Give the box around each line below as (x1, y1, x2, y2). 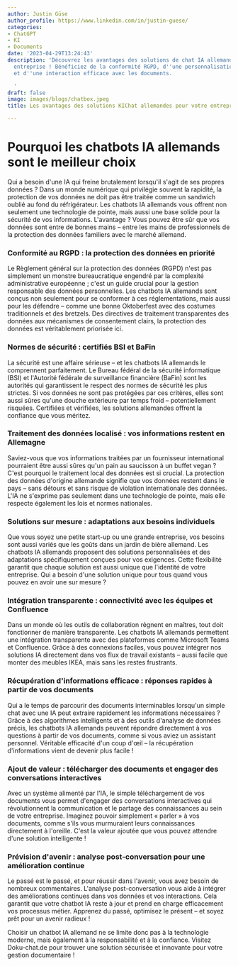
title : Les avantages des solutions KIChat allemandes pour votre (7, 102, 208, 110)
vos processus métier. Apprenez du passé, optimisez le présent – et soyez (7, 907, 225, 916)
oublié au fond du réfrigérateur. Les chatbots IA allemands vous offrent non (7, 200, 227, 209)
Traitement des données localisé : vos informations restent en (7, 428, 225, 438)
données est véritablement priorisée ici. (7, 324, 123, 333)
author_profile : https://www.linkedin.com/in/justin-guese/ (7, 17, 189, 24)
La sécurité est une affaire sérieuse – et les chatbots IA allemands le (7, 358, 206, 367)
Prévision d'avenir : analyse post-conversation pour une (7, 852, 205, 862)
